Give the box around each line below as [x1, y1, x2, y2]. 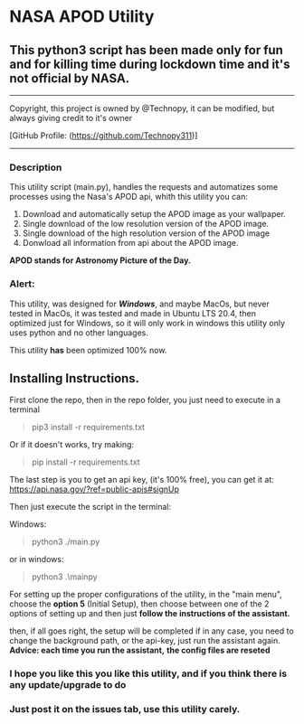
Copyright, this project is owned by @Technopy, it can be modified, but [9, 103, 275, 114]
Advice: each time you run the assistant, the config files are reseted [9, 644, 271, 656]
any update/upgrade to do [9, 679, 127, 691]
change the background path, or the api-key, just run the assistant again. [9, 635, 280, 646]
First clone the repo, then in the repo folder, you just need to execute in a [9, 395, 280, 406]
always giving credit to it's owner [9, 113, 133, 123]
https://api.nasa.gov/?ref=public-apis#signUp [9, 484, 179, 494]
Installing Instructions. [9, 371, 140, 386]
